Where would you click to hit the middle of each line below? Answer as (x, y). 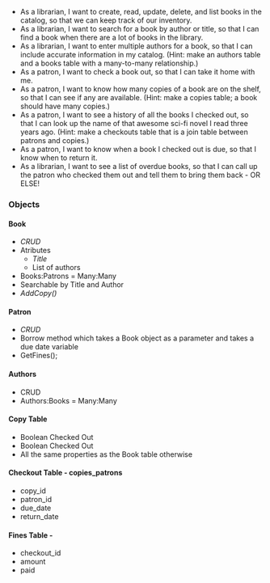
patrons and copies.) (55, 140)
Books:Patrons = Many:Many (68, 276)
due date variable (49, 347)
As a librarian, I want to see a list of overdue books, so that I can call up (139, 166)
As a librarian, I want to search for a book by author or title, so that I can (139, 29)
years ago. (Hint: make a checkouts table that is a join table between (134, 132)
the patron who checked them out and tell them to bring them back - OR (140, 175)
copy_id (33, 490)
